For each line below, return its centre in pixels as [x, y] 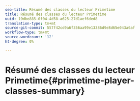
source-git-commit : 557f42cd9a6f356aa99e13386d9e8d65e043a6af [70, 28]
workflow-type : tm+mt [27, 32]
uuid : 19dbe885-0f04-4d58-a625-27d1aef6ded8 [51, 19]
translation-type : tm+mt [30, 23]
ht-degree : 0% [20, 42]
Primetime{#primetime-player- [70, 80]
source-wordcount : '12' [29, 37]
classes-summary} [45, 91]
